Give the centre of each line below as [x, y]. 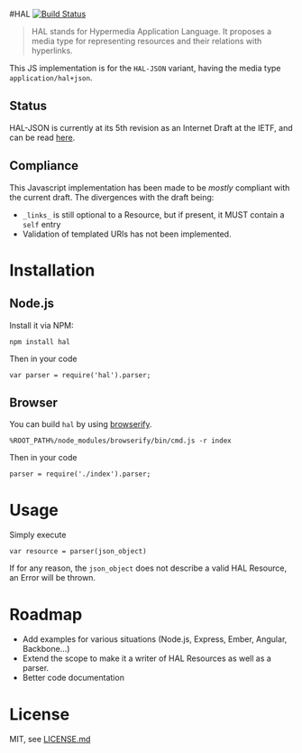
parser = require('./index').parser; [80, 474]
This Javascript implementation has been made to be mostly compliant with [150, 187]
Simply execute [38, 535]
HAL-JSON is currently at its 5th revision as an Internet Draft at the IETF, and [151, 127]
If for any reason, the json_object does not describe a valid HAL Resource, [148, 568]
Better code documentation [73, 678]
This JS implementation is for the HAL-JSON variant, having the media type [145, 68]
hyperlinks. [52, 51]
